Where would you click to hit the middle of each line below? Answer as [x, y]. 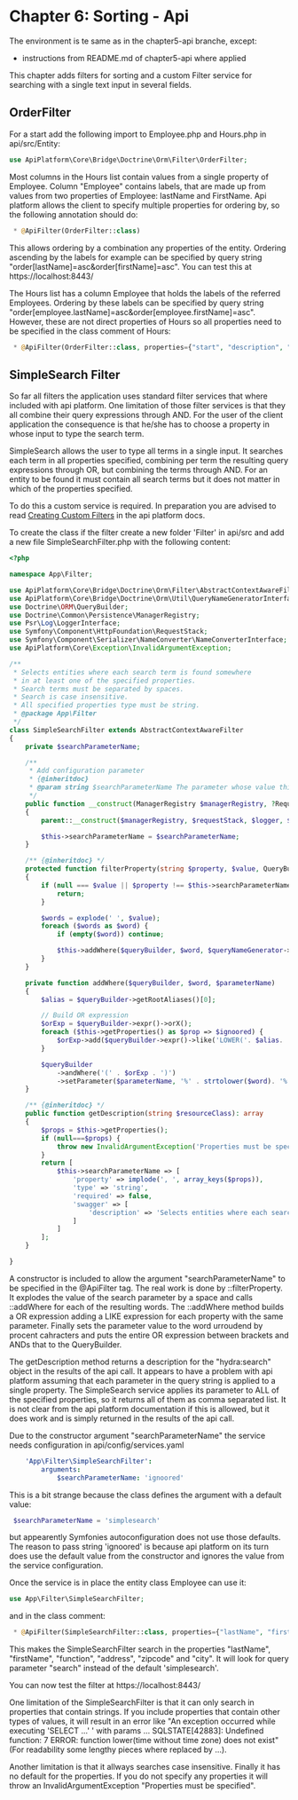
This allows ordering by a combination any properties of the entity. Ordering [148, 248]
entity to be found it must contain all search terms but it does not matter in [145, 479]
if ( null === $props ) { [81, 1138]
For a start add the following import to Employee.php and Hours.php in [138, 134]
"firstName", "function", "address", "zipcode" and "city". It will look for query [149, 1659]
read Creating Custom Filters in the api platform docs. [107, 516]
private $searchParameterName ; [83, 746]
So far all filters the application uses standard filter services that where [139, 396]
